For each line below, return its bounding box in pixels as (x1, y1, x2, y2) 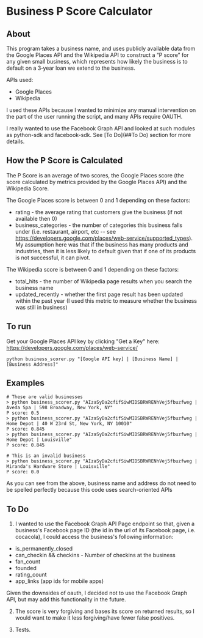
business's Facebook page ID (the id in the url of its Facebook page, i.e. (15, 527, 196, 534)
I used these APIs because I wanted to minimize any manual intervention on (6, 106, 196, 114)
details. (6, 138, 25, 145)
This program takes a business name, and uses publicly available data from (6, 45, 196, 52)
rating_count (15, 571, 47, 579)
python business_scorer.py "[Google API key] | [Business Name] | (6, 356, 179, 362)
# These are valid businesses (6, 394, 84, 400)
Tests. (15, 626, 31, 634)
